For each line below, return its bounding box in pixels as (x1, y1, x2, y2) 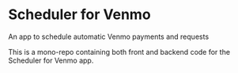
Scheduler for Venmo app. (8, 56, 94, 65)
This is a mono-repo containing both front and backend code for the (8, 47, 231, 56)
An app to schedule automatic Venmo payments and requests (8, 32, 210, 41)
